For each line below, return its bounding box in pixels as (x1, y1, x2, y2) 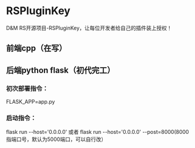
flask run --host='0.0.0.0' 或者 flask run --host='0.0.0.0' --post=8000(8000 (6, 129, 189, 136)
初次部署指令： (6, 84, 49, 93)
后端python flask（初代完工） (6, 65, 115, 75)
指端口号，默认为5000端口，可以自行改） (6, 136, 107, 143)
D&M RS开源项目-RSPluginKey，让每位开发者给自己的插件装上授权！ (6, 24, 172, 31)
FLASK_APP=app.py (6, 98, 55, 106)
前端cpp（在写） (6, 43, 67, 54)
